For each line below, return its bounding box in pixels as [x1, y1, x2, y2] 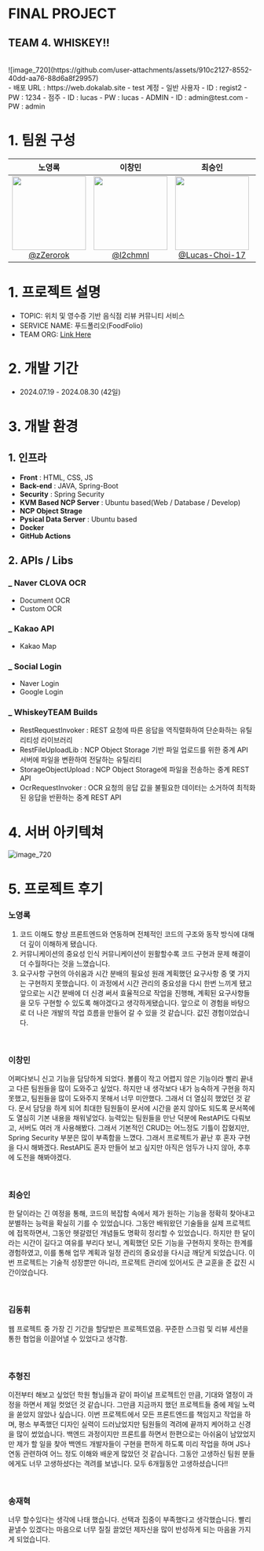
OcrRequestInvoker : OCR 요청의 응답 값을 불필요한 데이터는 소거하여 [19, 783, 235, 793]
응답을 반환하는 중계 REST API [27, 793, 122, 802]
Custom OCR [19, 603, 62, 613]
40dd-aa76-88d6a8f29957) [8, 74, 99, 83]
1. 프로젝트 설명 [8, 284, 101, 301]
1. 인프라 [8, 451, 47, 465]
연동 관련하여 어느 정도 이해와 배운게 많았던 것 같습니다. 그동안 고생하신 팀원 [8, 1449, 241, 1458]
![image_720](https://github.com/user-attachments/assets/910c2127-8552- [8, 65, 253, 75]
